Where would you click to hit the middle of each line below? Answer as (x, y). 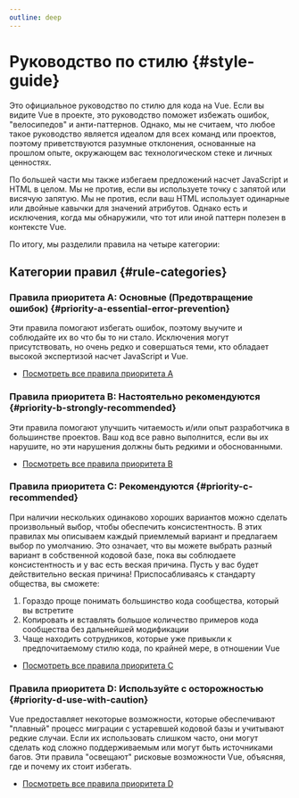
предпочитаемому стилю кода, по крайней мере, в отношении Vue (151, 648)
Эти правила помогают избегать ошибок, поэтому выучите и (126, 328)
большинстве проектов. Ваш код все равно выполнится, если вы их (139, 437)
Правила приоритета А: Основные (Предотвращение (131, 297)
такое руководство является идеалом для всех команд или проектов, (143, 134)
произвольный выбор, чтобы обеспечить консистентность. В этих (136, 526)
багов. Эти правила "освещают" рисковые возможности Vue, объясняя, (147, 757)
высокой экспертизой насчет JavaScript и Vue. (99, 357)
